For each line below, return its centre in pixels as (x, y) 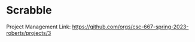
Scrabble (29, 10)
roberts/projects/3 (29, 33)
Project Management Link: (39, 27)
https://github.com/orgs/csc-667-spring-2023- (130, 27)
